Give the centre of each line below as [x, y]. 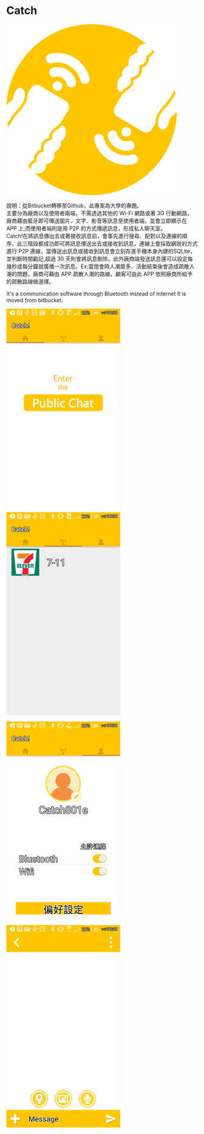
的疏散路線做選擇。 [30, 281]
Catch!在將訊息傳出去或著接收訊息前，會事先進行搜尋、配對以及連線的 [94, 236]
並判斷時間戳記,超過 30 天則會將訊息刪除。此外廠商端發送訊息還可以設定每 [100, 258]
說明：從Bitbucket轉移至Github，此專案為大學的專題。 [74, 205]
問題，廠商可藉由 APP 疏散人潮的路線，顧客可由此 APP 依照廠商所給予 [105, 273]
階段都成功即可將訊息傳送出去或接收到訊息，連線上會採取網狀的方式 [112, 243]
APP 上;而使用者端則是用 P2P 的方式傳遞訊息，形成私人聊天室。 [86, 228]
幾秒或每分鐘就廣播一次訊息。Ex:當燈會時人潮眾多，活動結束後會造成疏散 [98, 266]
